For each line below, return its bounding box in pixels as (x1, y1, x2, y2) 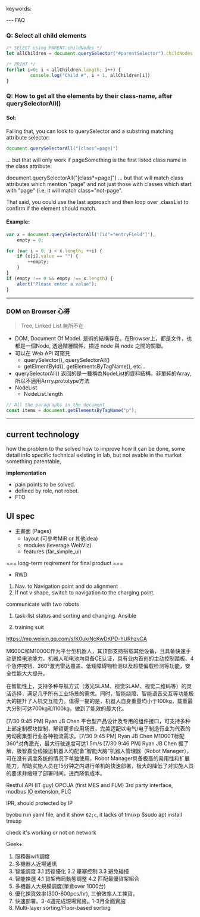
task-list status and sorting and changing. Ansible (14, 612, 137, 619)
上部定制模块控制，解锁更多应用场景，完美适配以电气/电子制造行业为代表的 (6, 725, 191, 732)
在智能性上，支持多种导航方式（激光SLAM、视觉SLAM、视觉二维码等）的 (6, 683, 187, 690)
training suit (14, 624, 44, 631)
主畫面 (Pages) (14, 528, 52, 535)
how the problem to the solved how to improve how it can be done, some (6, 445, 186, 453)
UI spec (6, 511, 35, 521)
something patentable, (6, 458, 61, 465)
